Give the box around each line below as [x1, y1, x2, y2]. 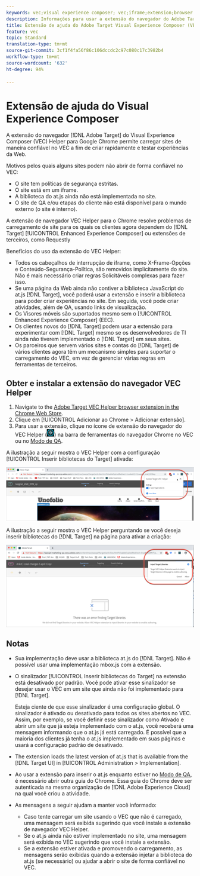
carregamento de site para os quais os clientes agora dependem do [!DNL [6, 223, 188, 231]
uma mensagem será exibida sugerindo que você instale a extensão [23, 819, 191, 826]
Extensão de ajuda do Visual [6, 99, 149, 113]
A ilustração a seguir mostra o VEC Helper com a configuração [6, 449, 161, 457]
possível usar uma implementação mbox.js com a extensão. [14, 661, 162, 668]
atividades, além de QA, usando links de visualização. [14, 304, 147, 311]
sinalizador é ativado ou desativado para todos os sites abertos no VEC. [14, 709, 192, 716]
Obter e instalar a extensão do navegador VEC [6, 378, 181, 388]
